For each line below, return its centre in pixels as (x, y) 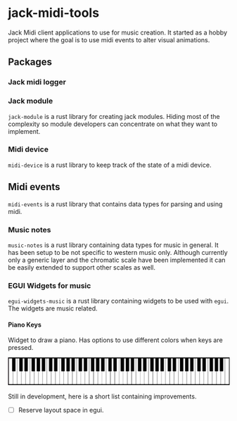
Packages (30, 62)
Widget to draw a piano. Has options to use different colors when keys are (116, 340)
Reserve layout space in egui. (61, 410)
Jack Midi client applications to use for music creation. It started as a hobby (118, 32)
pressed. (21, 348)
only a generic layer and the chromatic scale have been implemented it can (117, 260)
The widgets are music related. (53, 308)
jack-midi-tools (54, 13)
